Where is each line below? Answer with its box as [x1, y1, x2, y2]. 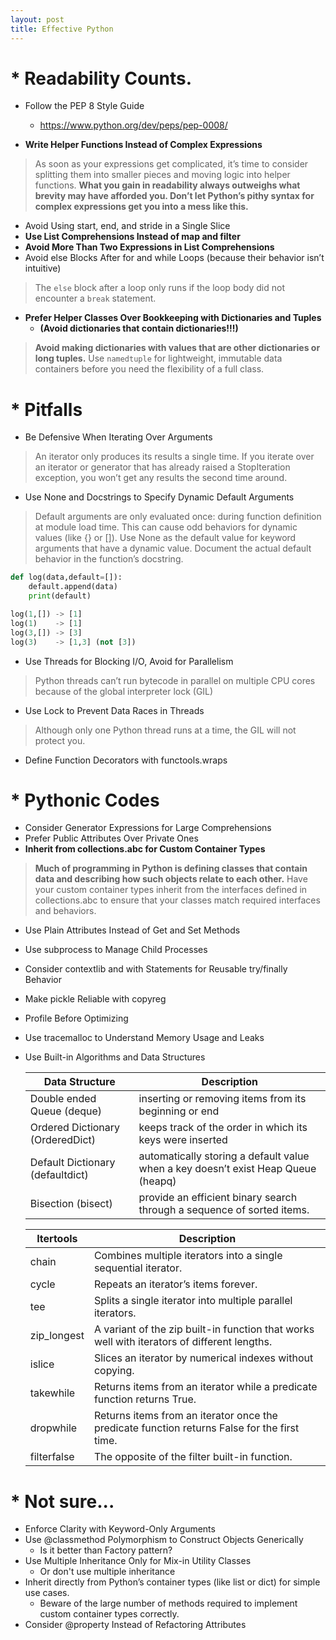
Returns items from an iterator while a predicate [93, 1380, 318, 1394]
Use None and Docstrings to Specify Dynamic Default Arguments [24, 491, 295, 503]
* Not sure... [10, 1490, 115, 1513]
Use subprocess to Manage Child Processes [24, 944, 208, 956]
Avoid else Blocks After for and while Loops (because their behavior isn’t [24, 252, 325, 264]
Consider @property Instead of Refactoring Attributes [24, 1619, 247, 1631]
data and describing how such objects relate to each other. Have [34, 873, 308, 885]
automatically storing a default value [138, 1149, 310, 1163]
